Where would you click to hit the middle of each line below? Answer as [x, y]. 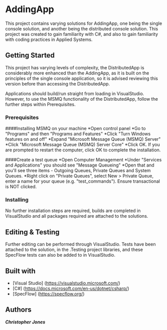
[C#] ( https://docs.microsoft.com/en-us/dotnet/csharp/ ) [71, 288]
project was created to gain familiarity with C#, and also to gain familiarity [82, 34]
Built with [20, 271]
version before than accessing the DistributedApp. [58, 84]
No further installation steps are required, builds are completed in [73, 211]
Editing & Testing [32, 232]
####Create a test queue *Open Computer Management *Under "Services [83, 160]
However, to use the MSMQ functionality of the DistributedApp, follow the [81, 99]
